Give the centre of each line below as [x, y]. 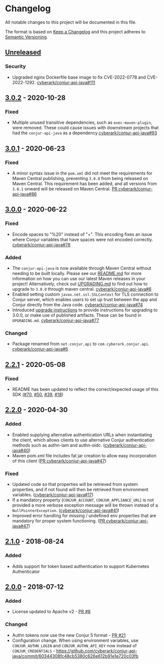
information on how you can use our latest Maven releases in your [79, 278]
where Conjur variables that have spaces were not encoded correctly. [82, 240]
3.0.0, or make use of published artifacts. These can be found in [77, 315]
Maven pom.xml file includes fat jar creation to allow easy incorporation [84, 455]
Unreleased [23, 52]
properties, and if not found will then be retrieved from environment [80, 489]
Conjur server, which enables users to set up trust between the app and [84, 299]
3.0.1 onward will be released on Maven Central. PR [65, 189]
